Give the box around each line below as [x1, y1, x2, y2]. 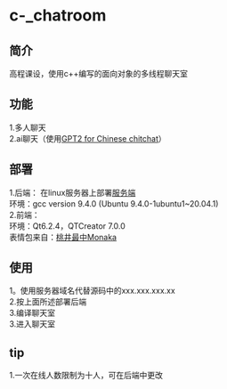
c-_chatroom [9, 5, 107, 26]
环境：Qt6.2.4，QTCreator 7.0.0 [9, 220, 126, 231]
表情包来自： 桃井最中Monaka [9, 231, 118, 242]
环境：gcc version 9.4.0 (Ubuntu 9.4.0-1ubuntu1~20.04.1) [9, 198, 219, 209]
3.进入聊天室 [9, 319, 56, 329]
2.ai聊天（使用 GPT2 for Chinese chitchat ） [9, 133, 166, 143]
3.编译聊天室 [9, 308, 56, 319]
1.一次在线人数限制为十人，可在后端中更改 [9, 370, 163, 381]
